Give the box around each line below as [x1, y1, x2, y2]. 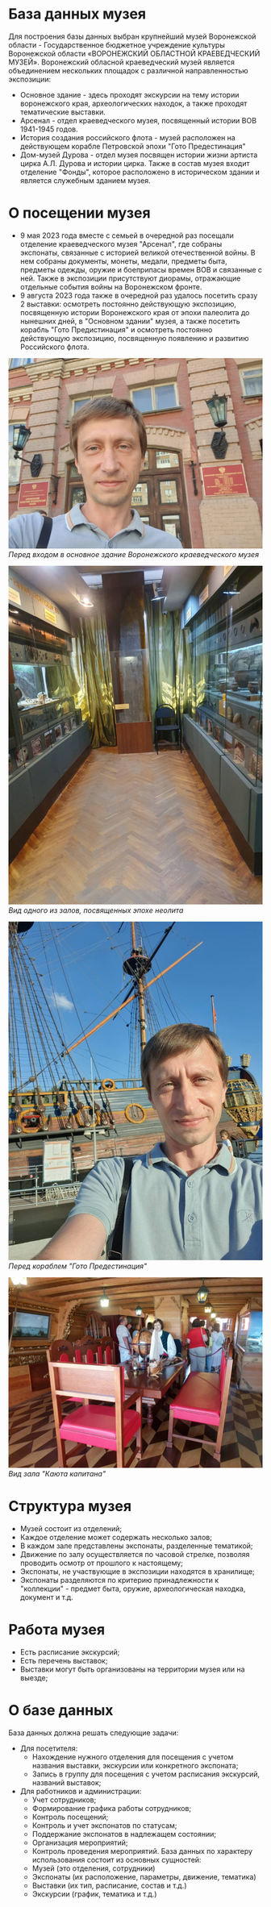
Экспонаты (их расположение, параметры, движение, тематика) [31, 1872, 256, 1881]
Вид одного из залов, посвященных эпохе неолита [8, 905, 184, 915]
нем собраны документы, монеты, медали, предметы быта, [19, 256, 227, 266]
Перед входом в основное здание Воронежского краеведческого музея [8, 549, 260, 559]
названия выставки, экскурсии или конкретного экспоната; [31, 1760, 239, 1770]
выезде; [19, 1672, 48, 1682]
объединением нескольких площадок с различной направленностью [8, 65, 248, 75]
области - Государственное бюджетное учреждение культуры [8, 40, 226, 49]
